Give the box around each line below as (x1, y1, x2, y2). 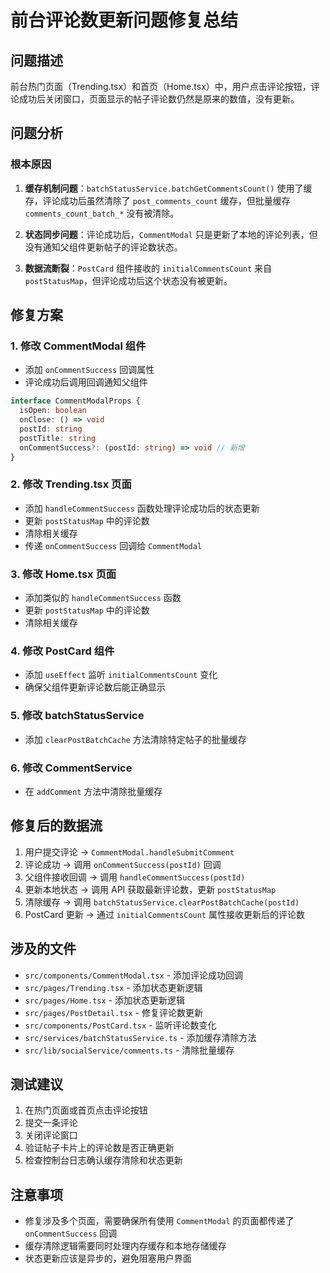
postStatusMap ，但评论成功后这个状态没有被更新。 (24, 274, 233, 286)
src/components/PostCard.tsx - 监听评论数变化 (24, 1019, 217, 1031)
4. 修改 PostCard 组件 (10, 644, 115, 658)
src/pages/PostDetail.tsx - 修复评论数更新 (24, 1006, 203, 1018)
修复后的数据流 (10, 817, 103, 835)
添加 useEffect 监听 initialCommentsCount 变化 (24, 669, 218, 681)
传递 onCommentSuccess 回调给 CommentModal (24, 539, 203, 551)
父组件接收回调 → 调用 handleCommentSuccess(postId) (24, 871, 246, 883)
